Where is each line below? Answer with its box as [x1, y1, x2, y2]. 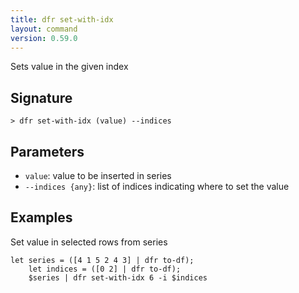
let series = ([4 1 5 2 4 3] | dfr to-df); [10, 255, 195, 265]
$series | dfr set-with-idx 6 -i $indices [28, 272, 208, 283]
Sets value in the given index [10, 61, 129, 73]
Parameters [10, 143, 85, 160]
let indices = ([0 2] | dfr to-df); [28, 264, 182, 274]
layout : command [10, 24, 78, 34]
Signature [10, 89, 73, 106]
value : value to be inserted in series [24, 170, 172, 181]
